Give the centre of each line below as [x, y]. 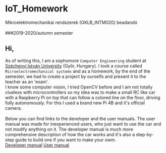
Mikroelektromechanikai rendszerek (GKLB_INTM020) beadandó [71, 22]
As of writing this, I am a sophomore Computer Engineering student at [76, 61]
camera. [14, 108]
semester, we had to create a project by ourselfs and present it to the [76, 76]
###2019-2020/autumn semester [39, 33]
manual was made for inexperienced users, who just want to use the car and [83, 124]
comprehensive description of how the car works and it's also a [70, 134]
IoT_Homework [37, 9]
